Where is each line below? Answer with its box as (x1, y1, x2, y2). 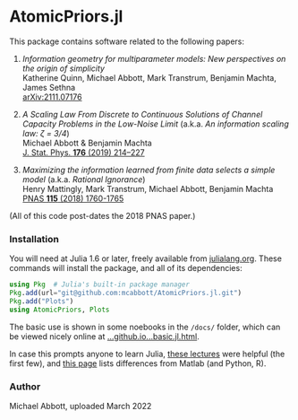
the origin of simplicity (21, 63, 106, 74)
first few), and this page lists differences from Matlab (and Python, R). (9, 357, 267, 369)
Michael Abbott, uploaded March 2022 (9, 401, 152, 412)
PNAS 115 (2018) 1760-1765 (21, 193, 124, 204)
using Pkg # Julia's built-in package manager (9, 280, 191, 289)
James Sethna (21, 82, 76, 92)
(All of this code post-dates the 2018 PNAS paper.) (9, 210, 196, 221)
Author (9, 380, 41, 392)
